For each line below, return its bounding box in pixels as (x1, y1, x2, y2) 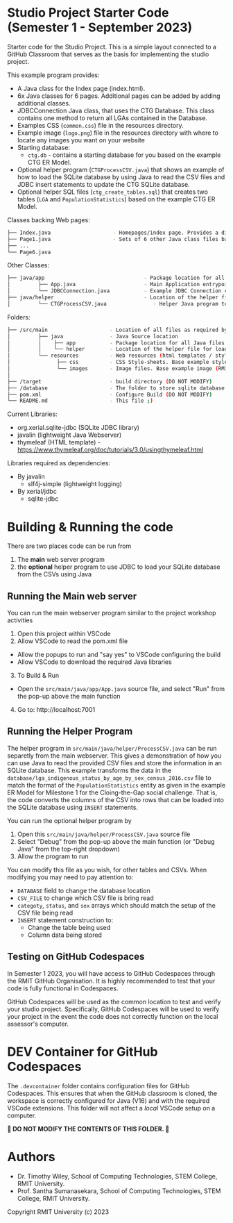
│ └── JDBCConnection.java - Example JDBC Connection (7, 288, 222, 294)
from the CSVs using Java (17, 570, 92, 579)
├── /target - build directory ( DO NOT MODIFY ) (7, 378, 213, 385)
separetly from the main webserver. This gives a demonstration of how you (7, 751, 222, 760)
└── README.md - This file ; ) (7, 397, 154, 404)
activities (7, 616, 33, 624)
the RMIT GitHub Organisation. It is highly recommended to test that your (7, 976, 216, 985)
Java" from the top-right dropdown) (17, 845, 120, 853)
